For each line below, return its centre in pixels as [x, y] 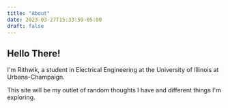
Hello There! [34, 53]
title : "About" [29, 13]
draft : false [26, 26]
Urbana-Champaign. [36, 77]
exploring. [21, 97]
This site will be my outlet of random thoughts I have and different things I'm [114, 90]
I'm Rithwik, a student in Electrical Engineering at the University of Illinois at [113, 70]
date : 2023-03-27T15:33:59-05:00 [55, 20]
